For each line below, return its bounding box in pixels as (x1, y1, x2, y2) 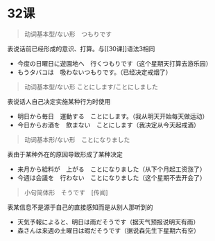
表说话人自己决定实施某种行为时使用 (7, 97, 111, 105)
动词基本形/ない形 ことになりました (24, 135, 130, 143)
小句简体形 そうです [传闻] (24, 188, 109, 197)
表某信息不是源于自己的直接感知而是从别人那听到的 (7, 203, 153, 211)
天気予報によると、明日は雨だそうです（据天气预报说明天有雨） (17, 217, 200, 226)
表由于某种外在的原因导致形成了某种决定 (7, 150, 123, 159)
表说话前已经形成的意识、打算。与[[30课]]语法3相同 (7, 44, 155, 53)
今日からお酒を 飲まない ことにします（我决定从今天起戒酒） (17, 120, 200, 129)
